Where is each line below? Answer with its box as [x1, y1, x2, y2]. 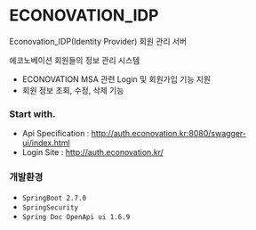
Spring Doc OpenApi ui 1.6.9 [21, 212, 131, 221]
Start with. [9, 108, 56, 120]
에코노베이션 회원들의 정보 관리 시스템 [9, 54, 140, 65]
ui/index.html [21, 137, 70, 148]
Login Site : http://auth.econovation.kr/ [21, 147, 164, 158]
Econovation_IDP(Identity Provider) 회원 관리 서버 [9, 36, 188, 46]
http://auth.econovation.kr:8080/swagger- [91, 128, 247, 139]
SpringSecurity [21, 202, 79, 212]
